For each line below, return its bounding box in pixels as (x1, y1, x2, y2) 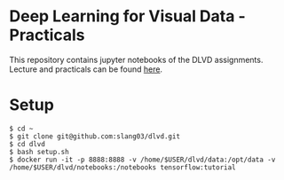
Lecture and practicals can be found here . (9, 64, 162, 74)
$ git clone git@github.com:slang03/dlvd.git (9, 131, 180, 141)
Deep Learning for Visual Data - (9, 6, 246, 27)
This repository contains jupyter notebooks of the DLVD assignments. (9, 54, 264, 65)
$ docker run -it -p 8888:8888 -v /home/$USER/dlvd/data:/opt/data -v (9, 155, 276, 164)
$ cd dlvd (9, 139, 46, 148)
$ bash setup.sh (9, 147, 69, 156)
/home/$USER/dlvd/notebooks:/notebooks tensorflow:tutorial (9, 162, 237, 172)
